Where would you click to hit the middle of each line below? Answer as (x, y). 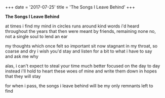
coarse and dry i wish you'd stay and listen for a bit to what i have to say (79, 51)
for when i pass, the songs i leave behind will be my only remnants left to (79, 86)
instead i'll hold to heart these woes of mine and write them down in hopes (81, 71)
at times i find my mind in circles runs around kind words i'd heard (72, 26)
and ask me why (22, 56)
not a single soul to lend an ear (37, 37)
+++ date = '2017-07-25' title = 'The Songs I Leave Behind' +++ (70, 7)
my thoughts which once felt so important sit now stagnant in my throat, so (81, 46)
